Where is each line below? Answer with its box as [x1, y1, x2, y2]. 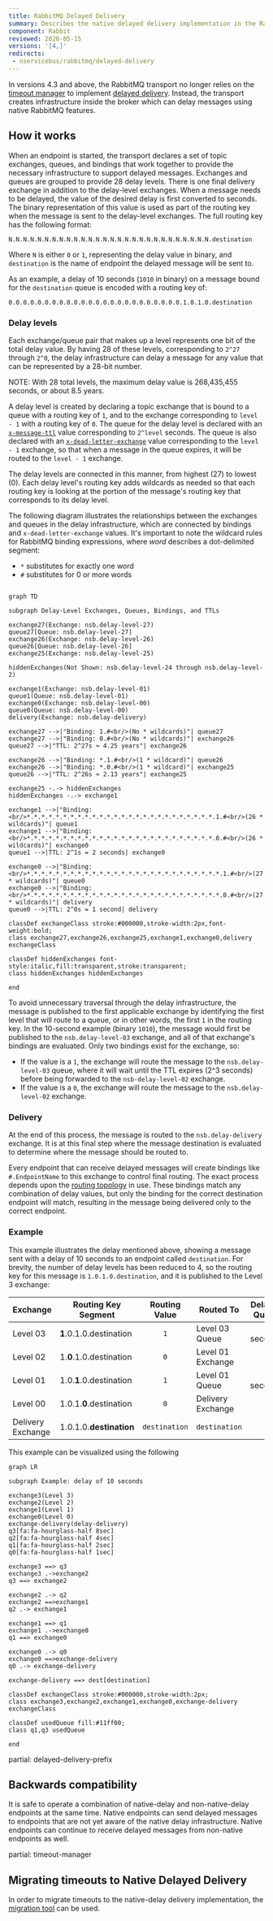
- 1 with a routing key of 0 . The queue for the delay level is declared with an [8, 418, 262, 428]
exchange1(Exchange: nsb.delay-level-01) [8, 684, 151, 693]
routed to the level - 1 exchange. [8, 453, 123, 463]
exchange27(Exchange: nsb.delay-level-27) [8, 621, 154, 629]
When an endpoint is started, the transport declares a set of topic [8, 150, 227, 160]
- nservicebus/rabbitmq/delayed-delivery [11, 58, 154, 66]
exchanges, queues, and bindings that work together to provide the [8, 159, 234, 169]
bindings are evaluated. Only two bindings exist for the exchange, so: [8, 1041, 240, 1051]
